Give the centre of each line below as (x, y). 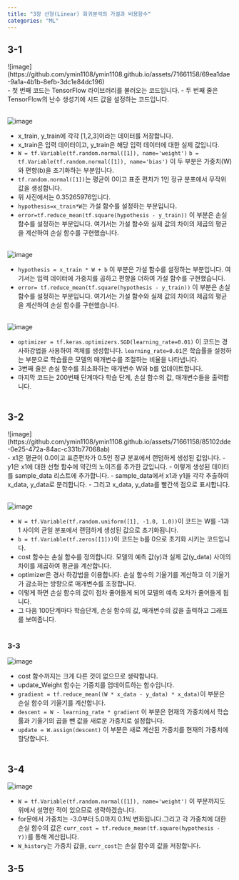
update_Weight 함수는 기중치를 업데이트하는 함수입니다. (96, 685)
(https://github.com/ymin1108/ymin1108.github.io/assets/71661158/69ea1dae (119, 74)
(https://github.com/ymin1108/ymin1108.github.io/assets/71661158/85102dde (119, 442)
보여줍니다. (41, 619)
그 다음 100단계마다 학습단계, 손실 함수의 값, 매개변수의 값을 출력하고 (113, 611)
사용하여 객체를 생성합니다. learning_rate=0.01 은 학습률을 (131, 351)
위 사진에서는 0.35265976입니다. (64, 197)
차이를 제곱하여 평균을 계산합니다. (65, 566)
